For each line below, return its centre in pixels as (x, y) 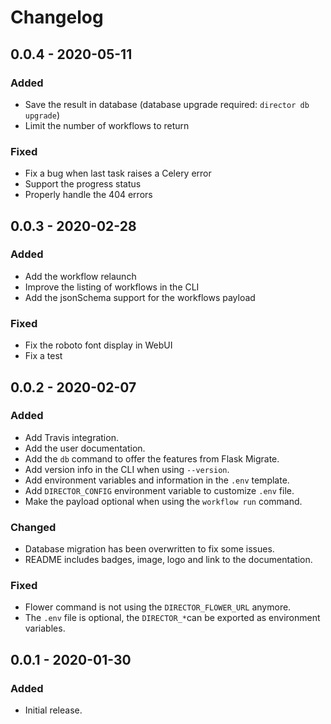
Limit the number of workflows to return (107, 125)
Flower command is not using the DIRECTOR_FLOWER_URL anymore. (158, 607)
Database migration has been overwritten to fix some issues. (149, 549)
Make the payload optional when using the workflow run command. (163, 501)
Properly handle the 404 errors (88, 195)
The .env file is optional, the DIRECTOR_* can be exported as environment (172, 618)
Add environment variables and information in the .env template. (157, 480)
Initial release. (53, 710)
